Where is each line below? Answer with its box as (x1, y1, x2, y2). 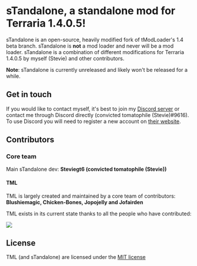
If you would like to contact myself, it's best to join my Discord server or (6, 105, 180, 112)
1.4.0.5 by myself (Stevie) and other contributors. (6, 55, 125, 62)
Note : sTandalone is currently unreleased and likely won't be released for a (6, 66, 188, 73)
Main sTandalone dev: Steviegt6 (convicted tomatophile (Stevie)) (6, 166, 167, 173)
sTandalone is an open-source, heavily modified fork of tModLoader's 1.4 (6, 36, 184, 43)
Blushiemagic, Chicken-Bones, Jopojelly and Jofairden (6, 198, 143, 205)
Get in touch (6, 89, 52, 99)
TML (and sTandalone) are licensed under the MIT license (6, 254, 146, 261)
